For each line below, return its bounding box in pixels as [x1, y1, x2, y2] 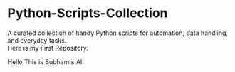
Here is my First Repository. [7, 43, 89, 52]
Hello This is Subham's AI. [7, 57, 84, 66]
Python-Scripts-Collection [7, 5, 168, 21]
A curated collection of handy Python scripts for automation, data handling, [7, 29, 229, 37]
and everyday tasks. [7, 36, 67, 44]
